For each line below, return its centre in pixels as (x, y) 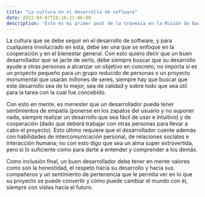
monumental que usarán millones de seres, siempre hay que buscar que (97, 79)
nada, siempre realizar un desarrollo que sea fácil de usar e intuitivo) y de (99, 117)
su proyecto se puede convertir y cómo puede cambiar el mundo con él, (97, 181)
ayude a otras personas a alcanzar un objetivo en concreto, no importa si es (102, 66)
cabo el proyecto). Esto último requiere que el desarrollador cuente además (101, 130)
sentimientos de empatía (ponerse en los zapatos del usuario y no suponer (100, 111)
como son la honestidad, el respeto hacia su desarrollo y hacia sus (90, 168)
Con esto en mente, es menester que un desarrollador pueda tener (90, 104)
